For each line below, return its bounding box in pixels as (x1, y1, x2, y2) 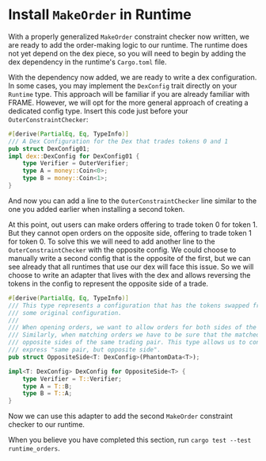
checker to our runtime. (8, 420, 85, 429)
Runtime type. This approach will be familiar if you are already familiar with (8, 89, 250, 98)
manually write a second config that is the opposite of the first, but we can (8, 253, 251, 263)
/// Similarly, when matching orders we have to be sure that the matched (8, 331, 260, 339)
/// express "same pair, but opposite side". (8, 346, 161, 354)
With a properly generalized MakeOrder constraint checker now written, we (8, 32, 249, 41)
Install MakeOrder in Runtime (8, 6, 192, 24)
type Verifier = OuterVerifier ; (22, 159, 129, 167)
